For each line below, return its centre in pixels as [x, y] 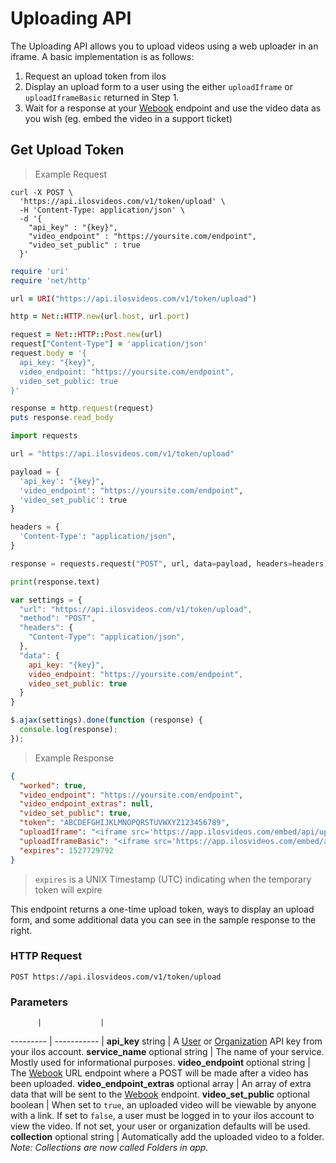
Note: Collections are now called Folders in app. [109, 1148]
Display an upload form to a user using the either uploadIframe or [158, 86]
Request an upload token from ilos [95, 76]
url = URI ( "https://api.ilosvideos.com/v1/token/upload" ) [133, 298]
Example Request [70, 174]
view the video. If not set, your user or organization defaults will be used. [160, 1126]
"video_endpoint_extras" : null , [87, 804]
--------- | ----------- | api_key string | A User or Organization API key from [166, 1041]
